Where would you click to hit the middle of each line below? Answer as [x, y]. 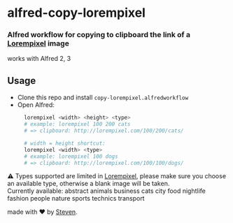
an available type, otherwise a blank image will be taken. [89, 184]
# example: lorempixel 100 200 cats [77, 124]
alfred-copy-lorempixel [76, 13]
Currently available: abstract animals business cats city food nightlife [107, 191]
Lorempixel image [38, 43]
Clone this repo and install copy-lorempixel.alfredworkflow [103, 98]
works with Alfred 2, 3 [39, 59]
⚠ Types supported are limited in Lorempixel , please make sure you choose [116, 176]
